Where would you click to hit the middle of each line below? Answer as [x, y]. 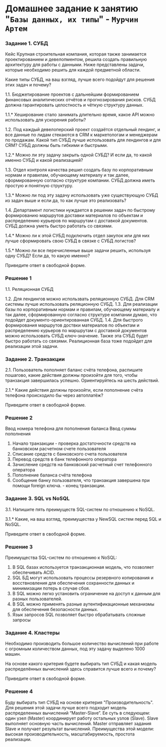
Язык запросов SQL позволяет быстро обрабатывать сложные [79, 614]
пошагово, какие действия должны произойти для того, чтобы [71, 375]
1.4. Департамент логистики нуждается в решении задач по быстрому [80, 210]
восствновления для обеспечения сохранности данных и [73, 583]
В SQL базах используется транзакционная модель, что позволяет [83, 567]
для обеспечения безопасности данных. [55, 609]
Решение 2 [19, 418]
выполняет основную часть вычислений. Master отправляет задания [78, 723]
